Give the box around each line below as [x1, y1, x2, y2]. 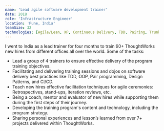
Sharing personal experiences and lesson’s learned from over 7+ [12, 115, 143, 121]
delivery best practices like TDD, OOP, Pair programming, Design [12, 74, 143, 79]
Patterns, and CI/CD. [12, 79, 54, 85]
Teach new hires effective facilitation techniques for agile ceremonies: [12, 84, 154, 89]
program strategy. [12, 110, 49, 115]
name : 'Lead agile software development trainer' [5, 7, 108, 12]
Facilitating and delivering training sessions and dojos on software [12, 68, 145, 74]
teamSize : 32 [5, 25, 32, 30]
